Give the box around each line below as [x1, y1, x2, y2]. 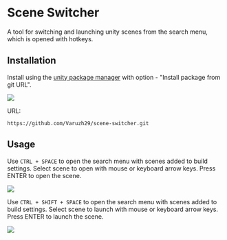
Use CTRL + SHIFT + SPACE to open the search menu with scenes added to [7, 197, 217, 206]
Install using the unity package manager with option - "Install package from [7, 73, 221, 81]
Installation [7, 55, 56, 67]
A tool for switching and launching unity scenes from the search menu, [7, 28, 208, 36]
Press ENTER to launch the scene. [7, 212, 104, 221]
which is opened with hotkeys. [7, 34, 94, 43]
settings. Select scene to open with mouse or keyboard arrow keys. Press [7, 164, 216, 173]
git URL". [7, 80, 32, 89]
